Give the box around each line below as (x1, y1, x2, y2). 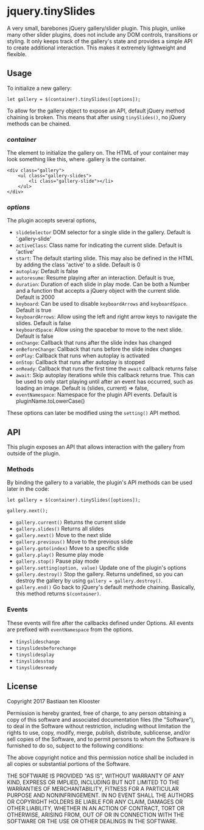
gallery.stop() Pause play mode (15, 557, 99, 565)
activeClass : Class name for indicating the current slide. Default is (15, 241, 182, 249)
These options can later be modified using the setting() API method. (7, 409, 181, 417)
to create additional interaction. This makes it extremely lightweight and (7, 44, 186, 51)
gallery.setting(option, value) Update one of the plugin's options (15, 564, 186, 571)
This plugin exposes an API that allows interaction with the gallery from (7, 443, 185, 450)
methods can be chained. (7, 120, 71, 127)
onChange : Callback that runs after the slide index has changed (15, 339, 172, 347)
